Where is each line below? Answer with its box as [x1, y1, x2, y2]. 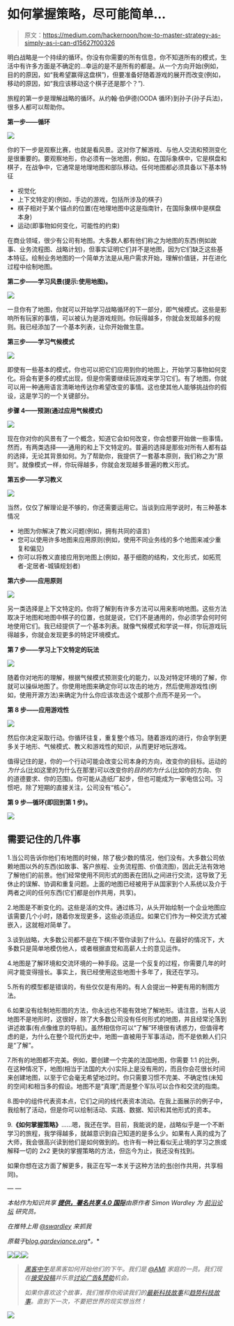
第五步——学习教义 [7, 475, 63, 484]
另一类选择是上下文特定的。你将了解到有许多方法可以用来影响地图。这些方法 [7, 604, 227, 613]
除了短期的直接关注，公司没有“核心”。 [25, 783, 135, 791]
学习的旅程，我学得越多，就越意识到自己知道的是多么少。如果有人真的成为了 [7, 1128, 227, 1138]
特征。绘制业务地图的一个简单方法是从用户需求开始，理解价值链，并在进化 [13, 253, 227, 262]
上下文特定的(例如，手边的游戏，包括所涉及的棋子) [17, 195, 163, 203]
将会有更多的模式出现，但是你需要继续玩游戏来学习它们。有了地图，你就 [19, 374, 227, 382]
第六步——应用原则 [7, 576, 63, 585]
